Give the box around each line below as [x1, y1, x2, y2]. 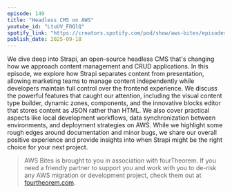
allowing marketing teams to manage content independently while [7, 77, 195, 85]
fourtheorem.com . [23, 178, 76, 187]
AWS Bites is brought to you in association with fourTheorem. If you [23, 156, 216, 165]
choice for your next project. [7, 143, 88, 151]
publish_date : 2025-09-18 [7, 36, 81, 43]
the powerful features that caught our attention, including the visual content [7, 91, 222, 100]
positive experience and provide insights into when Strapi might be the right [7, 136, 223, 144]
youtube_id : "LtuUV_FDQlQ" [7, 23, 85, 30]
